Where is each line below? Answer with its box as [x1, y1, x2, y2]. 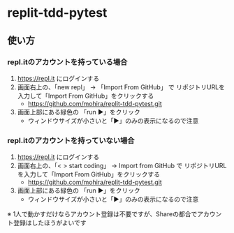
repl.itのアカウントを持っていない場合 [7, 135, 135, 145]
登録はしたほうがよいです [13, 218, 87, 227]
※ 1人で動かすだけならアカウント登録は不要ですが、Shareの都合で [7, 210, 198, 218]
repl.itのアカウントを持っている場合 [7, 57, 128, 67]
